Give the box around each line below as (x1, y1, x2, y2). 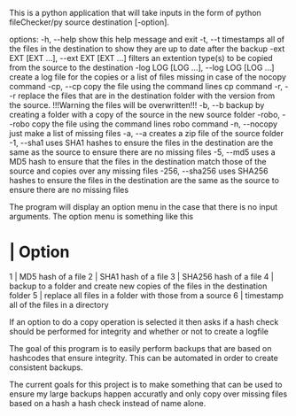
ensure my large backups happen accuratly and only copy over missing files (9, 389, 288, 399)
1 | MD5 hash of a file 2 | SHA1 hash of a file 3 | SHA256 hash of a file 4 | (9, 271, 275, 281)
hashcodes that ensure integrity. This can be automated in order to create (9, 352, 279, 363)
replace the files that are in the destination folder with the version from (17, 90, 276, 101)
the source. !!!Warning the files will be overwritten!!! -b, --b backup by (9, 100, 265, 110)
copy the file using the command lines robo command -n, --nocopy (31, 119, 277, 129)
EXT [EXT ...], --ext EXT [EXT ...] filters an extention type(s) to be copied (9, 53, 273, 63)
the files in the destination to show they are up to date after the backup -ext (9, 43, 285, 54)
